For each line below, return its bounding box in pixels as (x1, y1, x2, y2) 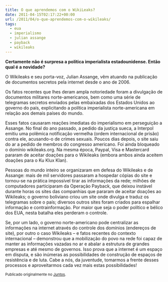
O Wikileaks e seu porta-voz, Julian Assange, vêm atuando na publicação (5, 73, 158, 79)
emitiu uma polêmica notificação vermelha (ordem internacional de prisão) (5, 130, 159, 136)
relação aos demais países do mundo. (5, 110, 84, 116)
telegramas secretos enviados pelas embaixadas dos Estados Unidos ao (5, 99, 155, 106)
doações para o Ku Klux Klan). (5, 157, 68, 163)
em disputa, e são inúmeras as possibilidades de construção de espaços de (5, 251, 162, 257)
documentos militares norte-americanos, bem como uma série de (5, 94, 141, 100)
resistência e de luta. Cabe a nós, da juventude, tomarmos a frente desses (5, 257, 159, 263)
